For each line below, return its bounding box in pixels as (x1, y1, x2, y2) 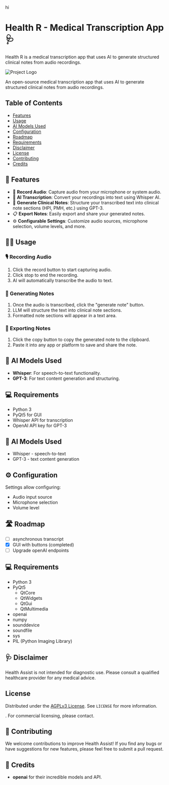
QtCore (20, 589, 35, 596)
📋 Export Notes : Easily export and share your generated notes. (12, 210, 145, 216)
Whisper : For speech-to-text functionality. (12, 370, 101, 376)
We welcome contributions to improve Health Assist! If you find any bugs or (5, 740, 162, 747)
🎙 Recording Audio (5, 253, 51, 260)
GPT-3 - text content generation (12, 456, 80, 462)
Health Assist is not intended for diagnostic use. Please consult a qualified (5, 669, 159, 675)
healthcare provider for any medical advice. (5, 675, 96, 681)
